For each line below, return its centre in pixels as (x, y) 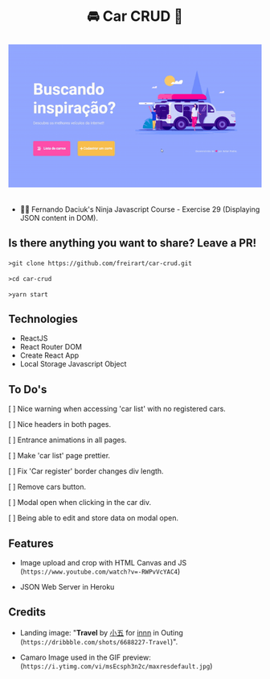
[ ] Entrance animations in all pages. (67, 440)
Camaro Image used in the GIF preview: (85, 657)
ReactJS (34, 338)
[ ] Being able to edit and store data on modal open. (94, 518)
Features (31, 543)
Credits (27, 613)
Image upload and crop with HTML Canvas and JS (103, 562)
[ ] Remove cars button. (47, 487)
